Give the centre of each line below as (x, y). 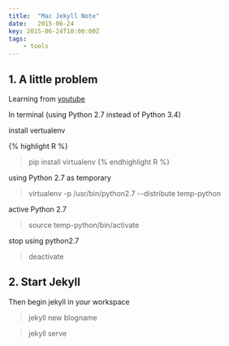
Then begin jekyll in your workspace (69, 301)
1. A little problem (53, 79)
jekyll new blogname (63, 318)
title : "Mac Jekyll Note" (54, 16)
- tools (36, 46)
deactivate (46, 256)
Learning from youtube (47, 99)
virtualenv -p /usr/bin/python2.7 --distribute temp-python (125, 193)
